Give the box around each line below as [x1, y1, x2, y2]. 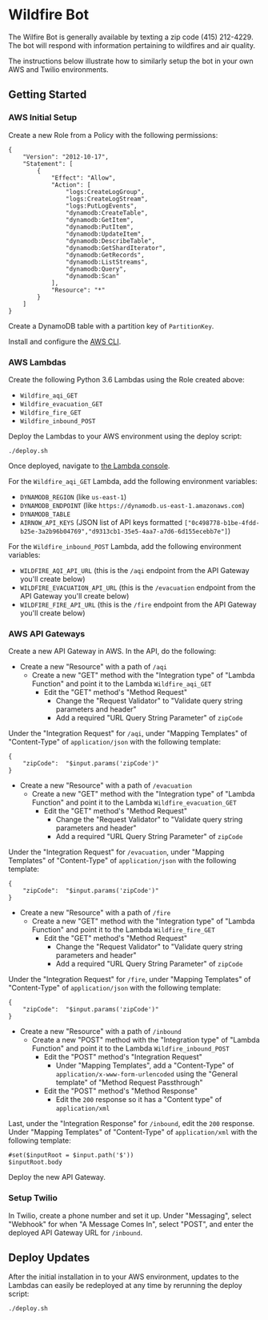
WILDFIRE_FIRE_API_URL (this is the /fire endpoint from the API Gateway [19, 599, 258, 609]
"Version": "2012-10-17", [22, 152, 110, 161]
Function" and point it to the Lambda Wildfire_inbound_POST [31, 1043, 230, 1053]
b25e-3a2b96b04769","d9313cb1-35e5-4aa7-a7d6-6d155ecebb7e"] [19, 527, 229, 535]
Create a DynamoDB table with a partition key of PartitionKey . [8, 321, 214, 330]
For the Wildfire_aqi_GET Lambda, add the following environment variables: [8, 476, 258, 486]
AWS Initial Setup [8, 112, 78, 123]
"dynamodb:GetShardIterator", [65, 244, 166, 252]
